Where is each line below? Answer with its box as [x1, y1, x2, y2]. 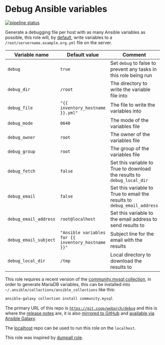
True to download [110, 165, 151, 172]
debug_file [7, 105, 33, 111]
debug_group [7, 148, 36, 154]
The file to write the [110, 101, 156, 108]
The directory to [110, 80, 148, 86]
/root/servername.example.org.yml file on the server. [5, 39, 112, 45]
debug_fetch [7, 168, 36, 174]
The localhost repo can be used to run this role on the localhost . [5, 325, 136, 331]
